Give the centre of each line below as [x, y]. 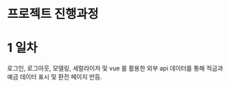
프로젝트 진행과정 [53, 14]
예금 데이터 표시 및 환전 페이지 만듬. [55, 77]
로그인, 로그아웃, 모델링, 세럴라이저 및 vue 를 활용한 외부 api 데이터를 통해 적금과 [115, 69]
